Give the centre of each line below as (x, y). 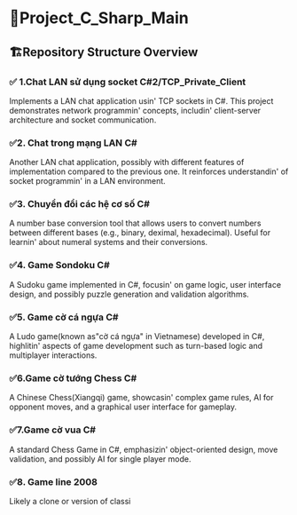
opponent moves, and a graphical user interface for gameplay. (123, 407)
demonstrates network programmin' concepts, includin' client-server (135, 110)
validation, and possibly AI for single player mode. (100, 459)
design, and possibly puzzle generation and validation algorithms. (129, 294)
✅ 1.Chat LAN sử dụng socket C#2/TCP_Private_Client (128, 82)
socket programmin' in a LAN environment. (87, 181)
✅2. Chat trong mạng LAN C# (73, 143)
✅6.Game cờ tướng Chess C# (73, 378)
